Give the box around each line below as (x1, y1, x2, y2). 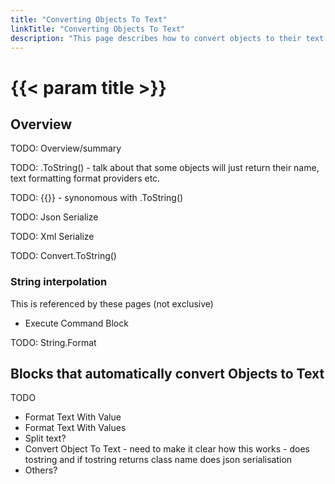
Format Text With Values (24, 422, 127, 434)
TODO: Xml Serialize (10, 231, 95, 243)
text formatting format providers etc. (10, 172, 161, 185)
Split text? (24, 432, 67, 445)
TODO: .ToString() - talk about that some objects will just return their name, (10, 162, 320, 174)
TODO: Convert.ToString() (10, 250, 117, 262)
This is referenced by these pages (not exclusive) (10, 297, 214, 310)
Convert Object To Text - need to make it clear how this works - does (24, 443, 310, 455)
